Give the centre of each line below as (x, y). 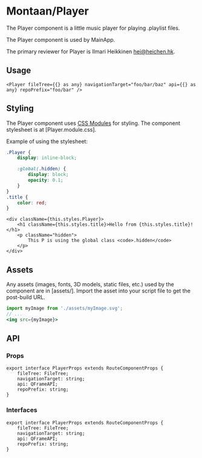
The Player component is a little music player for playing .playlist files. (93, 28)
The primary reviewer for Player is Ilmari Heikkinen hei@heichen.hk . (91, 51)
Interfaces (22, 410)
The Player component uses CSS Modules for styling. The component (93, 123)
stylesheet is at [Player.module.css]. (51, 129)
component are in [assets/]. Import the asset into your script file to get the (98, 291)
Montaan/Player (47, 11)
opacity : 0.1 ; (46, 180)
